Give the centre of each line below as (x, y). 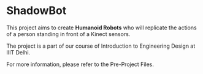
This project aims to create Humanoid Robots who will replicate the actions (102, 28)
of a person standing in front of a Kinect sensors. (68, 34)
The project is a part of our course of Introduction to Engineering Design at (101, 46)
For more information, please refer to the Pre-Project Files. (80, 64)
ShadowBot (36, 11)
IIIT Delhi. (18, 52)
